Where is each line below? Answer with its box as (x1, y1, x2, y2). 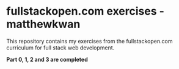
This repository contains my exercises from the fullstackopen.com (6, 37, 173, 45)
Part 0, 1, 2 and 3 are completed (6, 56, 88, 63)
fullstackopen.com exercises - (6, 4, 165, 18)
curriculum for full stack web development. (6, 44, 115, 51)
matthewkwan (6, 17, 81, 31)
